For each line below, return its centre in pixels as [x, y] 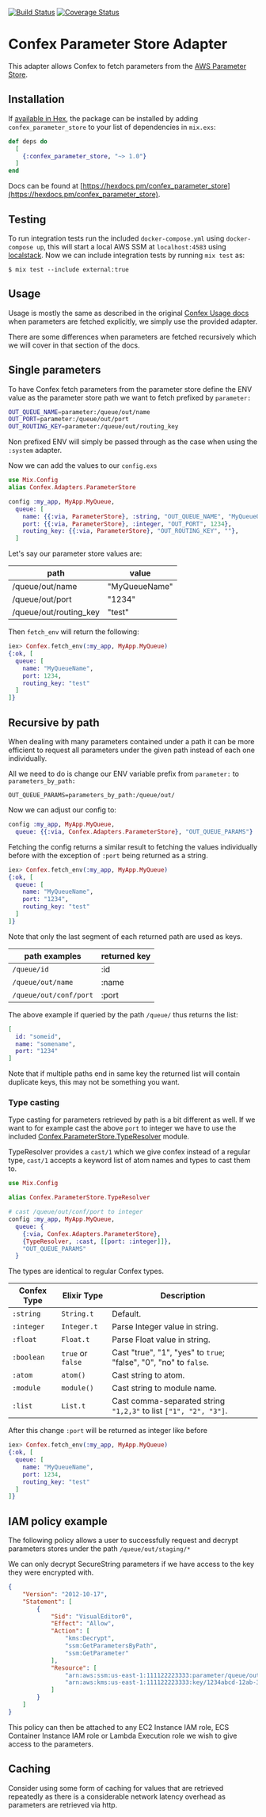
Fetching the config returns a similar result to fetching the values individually [133, 846]
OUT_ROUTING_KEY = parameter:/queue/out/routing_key [93, 427]
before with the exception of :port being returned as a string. [108, 855]
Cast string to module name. [164, 1388]
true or [74, 1354]
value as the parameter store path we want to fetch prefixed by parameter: [130, 397]
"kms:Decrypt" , [89, 1639]
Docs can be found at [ [46, 186]
